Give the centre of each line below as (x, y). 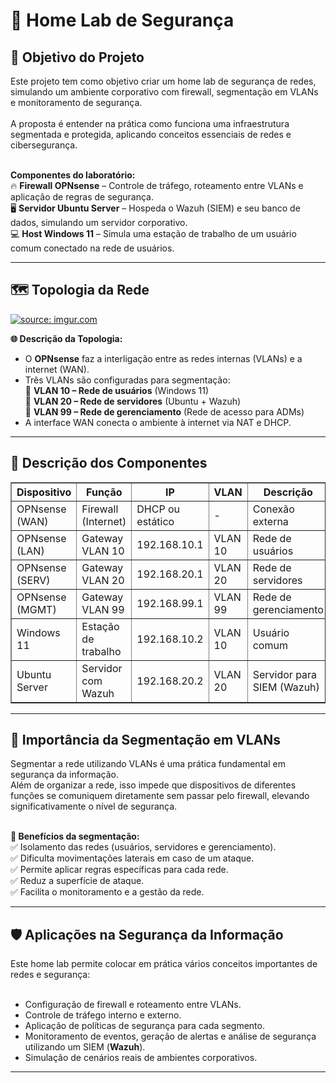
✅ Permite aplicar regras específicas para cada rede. (119, 870)
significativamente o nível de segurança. (94, 806)
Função (104, 492)
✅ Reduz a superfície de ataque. (77, 881)
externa (270, 521)
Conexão (273, 509)
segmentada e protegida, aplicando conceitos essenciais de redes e (151, 134)
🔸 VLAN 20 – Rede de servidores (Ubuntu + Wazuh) (133, 401)
